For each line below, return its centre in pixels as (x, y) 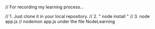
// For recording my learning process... (45, 7)
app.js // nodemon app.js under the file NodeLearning (60, 22)
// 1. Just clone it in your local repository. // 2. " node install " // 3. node (77, 16)
